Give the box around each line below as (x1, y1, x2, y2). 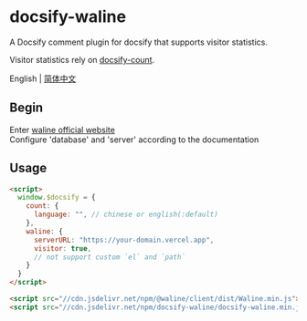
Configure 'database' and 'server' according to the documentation (9, 134, 259, 145)
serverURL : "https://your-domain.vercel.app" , (33, 235, 215, 244)
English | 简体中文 (9, 73, 77, 84)
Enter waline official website (9, 124, 116, 135)
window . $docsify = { (17, 193, 96, 202)
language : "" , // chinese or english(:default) (33, 210, 219, 220)
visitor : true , (33, 243, 92, 253)
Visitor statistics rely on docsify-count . (9, 54, 155, 65)
